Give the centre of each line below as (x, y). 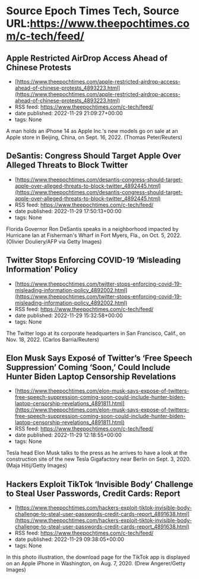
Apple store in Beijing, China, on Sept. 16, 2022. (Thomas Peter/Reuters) (94, 137)
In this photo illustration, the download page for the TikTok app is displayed (98, 557)
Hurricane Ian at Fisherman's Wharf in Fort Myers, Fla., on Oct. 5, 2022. (94, 235)
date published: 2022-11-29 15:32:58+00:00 (69, 315)
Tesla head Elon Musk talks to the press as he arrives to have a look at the (97, 453)
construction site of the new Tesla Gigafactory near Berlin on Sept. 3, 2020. (99, 459)
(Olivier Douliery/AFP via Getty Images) (54, 241)
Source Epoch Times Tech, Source (93, 11)
